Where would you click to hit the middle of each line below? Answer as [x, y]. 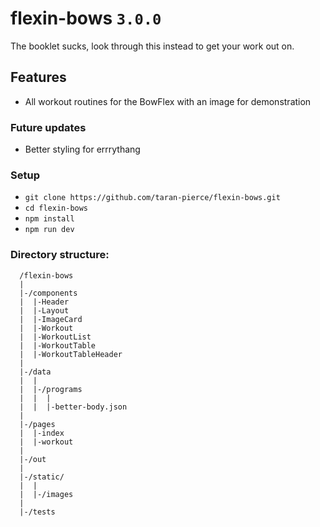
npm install [49, 219]
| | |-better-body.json [73, 407]
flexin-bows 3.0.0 [86, 18]
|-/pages [37, 424]
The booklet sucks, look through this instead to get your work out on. [152, 46]
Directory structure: [60, 255]
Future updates [48, 127]
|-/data [35, 372]
